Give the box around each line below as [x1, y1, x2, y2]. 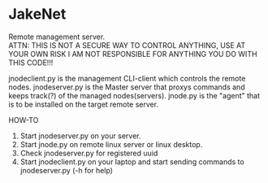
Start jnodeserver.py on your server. [19, 131, 141, 141]
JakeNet [8, 5, 67, 24]
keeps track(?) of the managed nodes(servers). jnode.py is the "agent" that [8, 90, 261, 100]
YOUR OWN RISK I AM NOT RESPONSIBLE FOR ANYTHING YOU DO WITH [8, 49, 257, 59]
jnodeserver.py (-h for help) [19, 165, 114, 175]
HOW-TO [8, 115, 39, 124]
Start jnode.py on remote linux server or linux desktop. [19, 139, 203, 149]
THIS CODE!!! [8, 58, 54, 68]
